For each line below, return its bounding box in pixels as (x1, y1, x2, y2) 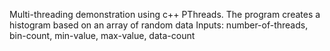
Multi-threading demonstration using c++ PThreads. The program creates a (9, 9, 321, 20)
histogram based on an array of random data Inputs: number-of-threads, (9, 19, 309, 31)
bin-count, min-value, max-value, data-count (9, 30, 196, 41)
